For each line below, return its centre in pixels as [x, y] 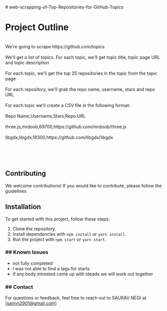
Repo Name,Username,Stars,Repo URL [46, 116]
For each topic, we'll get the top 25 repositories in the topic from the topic [81, 73]
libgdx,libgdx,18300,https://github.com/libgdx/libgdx [59, 137]
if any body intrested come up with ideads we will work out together [83, 274]
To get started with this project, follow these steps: [58, 219]
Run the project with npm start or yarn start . [59, 239]
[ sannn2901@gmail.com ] [31, 303]
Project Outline [37, 27]
